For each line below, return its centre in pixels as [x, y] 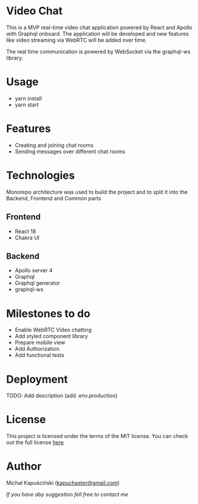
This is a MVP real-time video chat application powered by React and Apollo [99, 27]
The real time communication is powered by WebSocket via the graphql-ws [98, 51]
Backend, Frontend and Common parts [54, 198]
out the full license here [35, 442]
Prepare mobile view [40, 342]
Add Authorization [37, 349]
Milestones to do [48, 314]
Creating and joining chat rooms [54, 145]
